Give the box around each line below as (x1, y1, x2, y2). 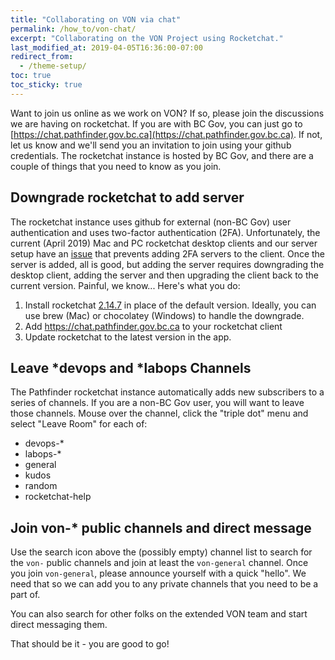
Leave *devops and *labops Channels (10, 359, 252, 376)
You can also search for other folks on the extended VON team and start (10, 608, 308, 620)
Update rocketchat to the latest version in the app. (24, 331, 232, 343)
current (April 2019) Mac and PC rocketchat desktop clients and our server (10, 237, 318, 249)
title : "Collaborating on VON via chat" (10, 14, 182, 25)
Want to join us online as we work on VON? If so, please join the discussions (10, 107, 325, 119)
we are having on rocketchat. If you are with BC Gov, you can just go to (10, 117, 303, 130)
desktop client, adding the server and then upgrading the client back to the (10, 269, 319, 281)
